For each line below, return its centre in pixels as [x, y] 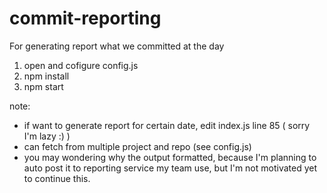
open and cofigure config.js [81, 65]
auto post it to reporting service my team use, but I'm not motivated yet [170, 168]
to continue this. [57, 178]
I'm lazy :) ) [47, 136]
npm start [43, 86]
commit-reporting [85, 18]
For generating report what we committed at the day [117, 46]
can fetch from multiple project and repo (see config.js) [137, 146]
